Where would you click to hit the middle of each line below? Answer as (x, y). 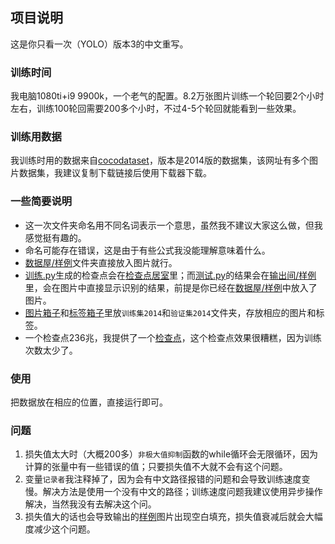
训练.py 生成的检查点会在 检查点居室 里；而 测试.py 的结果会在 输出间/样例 (170, 275)
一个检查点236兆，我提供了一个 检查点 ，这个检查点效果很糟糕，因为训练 (173, 337)
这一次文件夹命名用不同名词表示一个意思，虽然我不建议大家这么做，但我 (173, 225)
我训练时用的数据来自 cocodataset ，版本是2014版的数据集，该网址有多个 (160, 160)
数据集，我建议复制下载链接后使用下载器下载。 (115, 173)
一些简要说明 (41, 201)
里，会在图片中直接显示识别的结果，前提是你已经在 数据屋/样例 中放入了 (171, 287)
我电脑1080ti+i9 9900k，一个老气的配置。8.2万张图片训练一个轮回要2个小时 (167, 96)
